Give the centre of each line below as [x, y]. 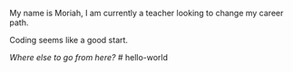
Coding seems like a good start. [69, 40]
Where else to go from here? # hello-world [89, 57]
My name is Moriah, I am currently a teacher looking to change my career [146, 13]
